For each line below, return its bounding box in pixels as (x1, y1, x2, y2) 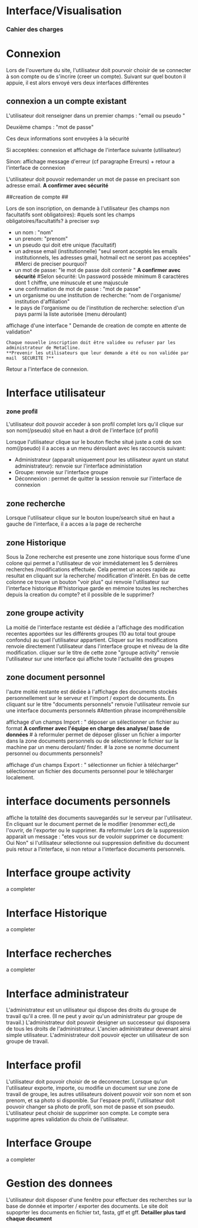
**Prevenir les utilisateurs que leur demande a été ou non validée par (6, 350, 189, 356)
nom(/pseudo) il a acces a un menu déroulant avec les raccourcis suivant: (6, 445, 186, 452)
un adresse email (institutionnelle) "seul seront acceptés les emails (14, 247, 178, 255)
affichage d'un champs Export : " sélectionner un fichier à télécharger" (6, 761, 179, 768)
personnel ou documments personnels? (6, 750, 103, 757)
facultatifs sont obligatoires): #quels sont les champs (6, 211, 135, 218)
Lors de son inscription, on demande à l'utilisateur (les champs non (6, 205, 170, 212)
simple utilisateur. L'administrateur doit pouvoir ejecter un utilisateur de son (6, 1032, 189, 1039)
